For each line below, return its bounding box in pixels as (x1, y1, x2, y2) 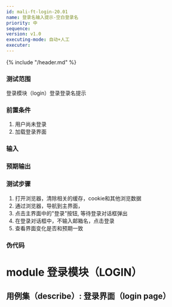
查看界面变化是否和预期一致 (14, 224, 84, 231)
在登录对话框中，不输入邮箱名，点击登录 (14, 217, 115, 224)
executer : (6, 43, 31, 49)
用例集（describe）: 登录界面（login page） (6, 291, 171, 302)
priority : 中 (6, 20, 38, 26)
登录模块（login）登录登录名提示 (6, 89, 87, 97)
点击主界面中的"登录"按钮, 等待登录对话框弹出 (14, 209, 128, 216)
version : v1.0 (6, 31, 42, 37)
